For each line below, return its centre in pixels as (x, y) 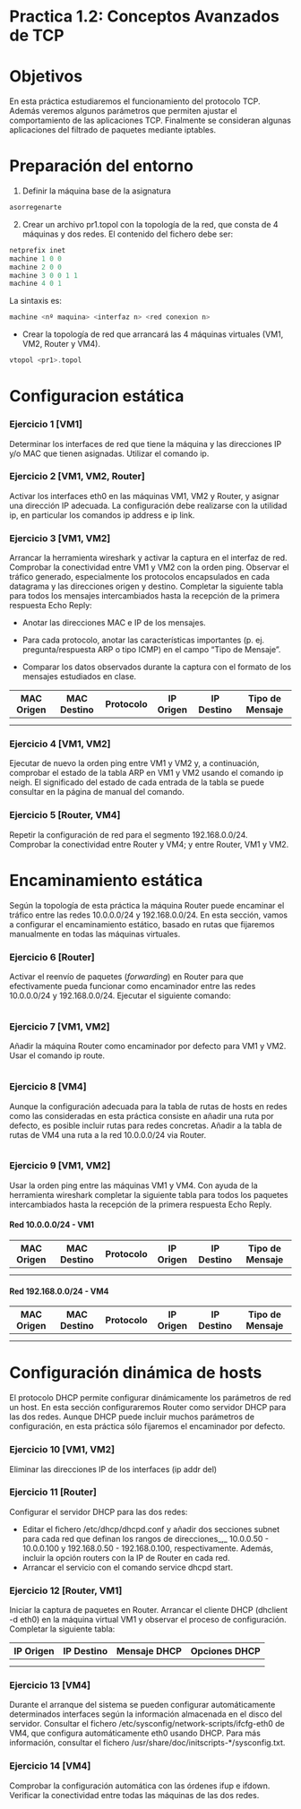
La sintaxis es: (36, 301)
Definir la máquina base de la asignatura (97, 191)
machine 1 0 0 (36, 258)
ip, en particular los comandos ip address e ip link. (102, 515)
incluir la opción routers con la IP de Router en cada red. (126, 1557)
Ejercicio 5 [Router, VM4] (65, 815)
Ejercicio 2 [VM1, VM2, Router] (77, 477)
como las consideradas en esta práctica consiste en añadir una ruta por (142, 1116)
